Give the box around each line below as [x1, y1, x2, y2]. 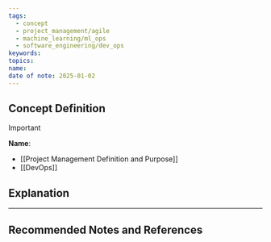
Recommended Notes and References [8, 223, 203, 236]
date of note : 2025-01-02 [8, 72, 95, 80]
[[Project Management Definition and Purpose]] [19, 154, 179, 164]
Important [8, 123, 41, 133]
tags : [8, 11, 27, 20]
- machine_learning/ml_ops [15, 34, 106, 43]
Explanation [8, 186, 70, 200]
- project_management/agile [15, 27, 110, 35]
